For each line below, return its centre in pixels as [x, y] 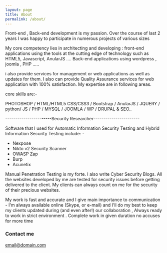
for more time [19, 221]
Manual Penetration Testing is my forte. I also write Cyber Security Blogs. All [84, 174]
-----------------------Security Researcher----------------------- [72, 119]
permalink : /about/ [25, 19]
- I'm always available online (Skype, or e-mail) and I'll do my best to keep [81, 205]
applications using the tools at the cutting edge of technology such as [77, 53]
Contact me [20, 234]
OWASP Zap [25, 154]
